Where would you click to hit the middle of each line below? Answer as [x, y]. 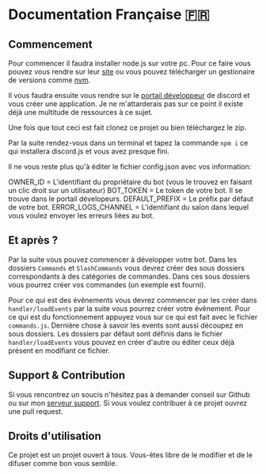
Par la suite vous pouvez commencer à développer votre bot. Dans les [123, 260]
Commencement [50, 44]
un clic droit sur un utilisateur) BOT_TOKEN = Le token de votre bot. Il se [125, 190]
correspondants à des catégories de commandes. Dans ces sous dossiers [129, 276]
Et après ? [33, 240]
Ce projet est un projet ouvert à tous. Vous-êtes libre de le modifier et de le [131, 455]
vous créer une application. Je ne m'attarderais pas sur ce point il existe [126, 104]
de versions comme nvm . [49, 80]
